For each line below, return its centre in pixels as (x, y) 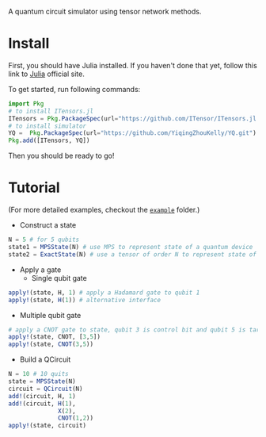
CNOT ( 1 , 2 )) (76, 418)
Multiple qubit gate (50, 315)
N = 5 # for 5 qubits (44, 240)
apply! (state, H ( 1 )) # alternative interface (84, 300)
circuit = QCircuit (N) (46, 389)
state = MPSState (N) (42, 381)
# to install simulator (47, 126)
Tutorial (34, 188)
